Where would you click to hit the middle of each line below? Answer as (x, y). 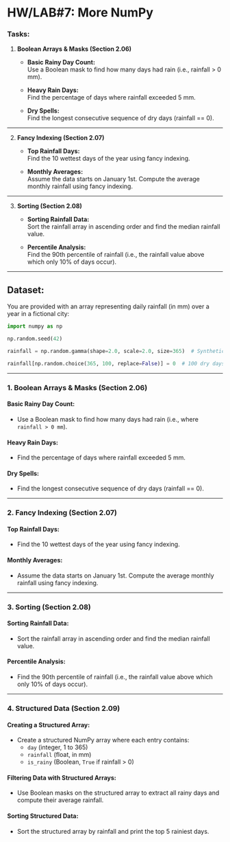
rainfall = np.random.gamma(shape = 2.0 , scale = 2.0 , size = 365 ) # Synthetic (116, 352)
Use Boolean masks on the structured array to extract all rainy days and (118, 793)
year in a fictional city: (38, 314)
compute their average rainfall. (60, 800)
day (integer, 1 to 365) (57, 747)
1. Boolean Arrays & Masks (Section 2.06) (77, 387)
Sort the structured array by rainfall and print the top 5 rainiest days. (113, 831)
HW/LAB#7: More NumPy (80, 13)
